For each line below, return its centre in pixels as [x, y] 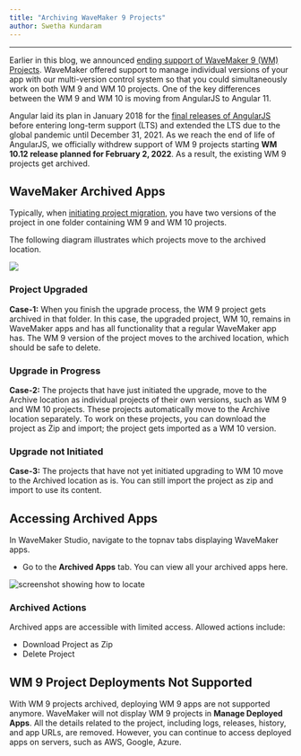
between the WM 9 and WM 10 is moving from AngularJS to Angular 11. [140, 98]
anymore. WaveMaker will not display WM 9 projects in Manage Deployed [146, 714]
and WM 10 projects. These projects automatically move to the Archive [140, 409]
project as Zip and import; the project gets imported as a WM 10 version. [143, 428]
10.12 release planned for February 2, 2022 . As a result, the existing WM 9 [148, 154]
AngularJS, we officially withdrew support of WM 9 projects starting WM [143, 144]
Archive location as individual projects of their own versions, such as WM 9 [148, 400]
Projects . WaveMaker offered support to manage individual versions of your [149, 69]
